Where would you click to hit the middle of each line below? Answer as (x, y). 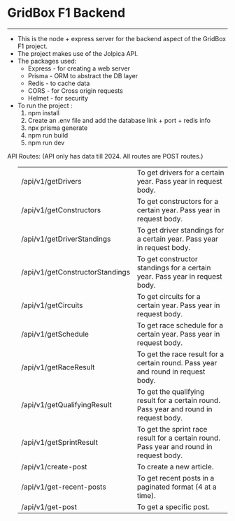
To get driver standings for (180, 230)
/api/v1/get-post (49, 506)
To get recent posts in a (176, 478)
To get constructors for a (178, 201)
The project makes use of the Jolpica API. (78, 53)
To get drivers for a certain (180, 173)
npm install (43, 112)
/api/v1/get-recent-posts (63, 487)
